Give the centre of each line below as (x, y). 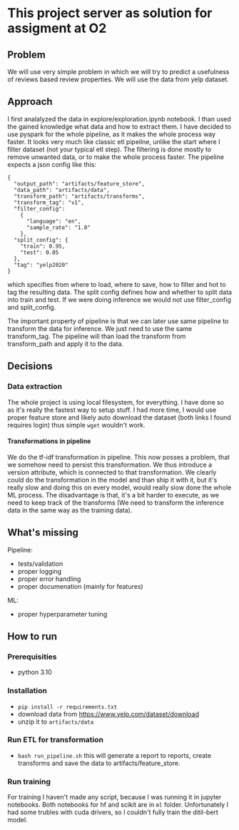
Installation (27, 691)
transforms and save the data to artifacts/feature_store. (99, 763)
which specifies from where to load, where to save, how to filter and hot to (117, 284)
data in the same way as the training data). (70, 510)
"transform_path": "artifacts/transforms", (79, 196)
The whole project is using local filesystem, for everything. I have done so (116, 402)
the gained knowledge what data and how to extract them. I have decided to (119, 126)
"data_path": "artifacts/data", (62, 190)
